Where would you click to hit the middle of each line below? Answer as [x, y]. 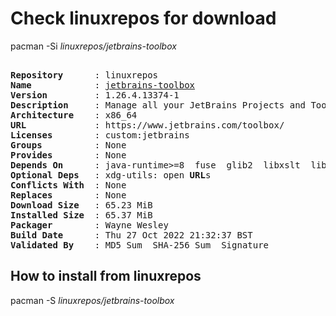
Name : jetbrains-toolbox [103, 85]
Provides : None [68, 155]
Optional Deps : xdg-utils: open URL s [111, 175]
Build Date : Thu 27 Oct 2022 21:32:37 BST [131, 235]
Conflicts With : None [68, 185]
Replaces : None [68, 195]
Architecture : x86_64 [74, 115]
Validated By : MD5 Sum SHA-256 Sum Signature [140, 245]
